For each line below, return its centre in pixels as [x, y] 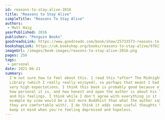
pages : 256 [16, 55]
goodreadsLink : [21, 42]
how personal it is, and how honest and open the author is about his [83, 92]
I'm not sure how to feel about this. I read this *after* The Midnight [85, 78]
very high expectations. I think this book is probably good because [82, 87]
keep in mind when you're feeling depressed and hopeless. [71, 110]
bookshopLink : [20, 46]
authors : [14, 23]
